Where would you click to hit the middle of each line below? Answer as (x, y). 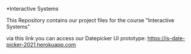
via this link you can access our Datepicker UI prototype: (76, 38)
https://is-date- (166, 38)
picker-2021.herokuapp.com (41, 45)
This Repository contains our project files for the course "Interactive (90, 20)
